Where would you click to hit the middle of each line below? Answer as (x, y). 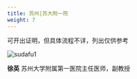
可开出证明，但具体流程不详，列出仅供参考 (68, 40)
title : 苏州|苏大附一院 (38, 13)
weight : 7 (21, 20)
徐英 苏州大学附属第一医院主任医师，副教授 (68, 68)
